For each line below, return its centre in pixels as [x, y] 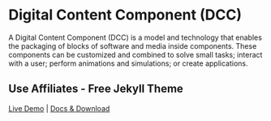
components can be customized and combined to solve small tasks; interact [135, 54]
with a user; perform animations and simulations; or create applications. [128, 63]
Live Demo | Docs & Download [59, 108]
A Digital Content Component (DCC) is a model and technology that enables [135, 37]
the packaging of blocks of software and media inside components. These [133, 45]
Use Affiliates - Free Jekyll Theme [96, 89]
